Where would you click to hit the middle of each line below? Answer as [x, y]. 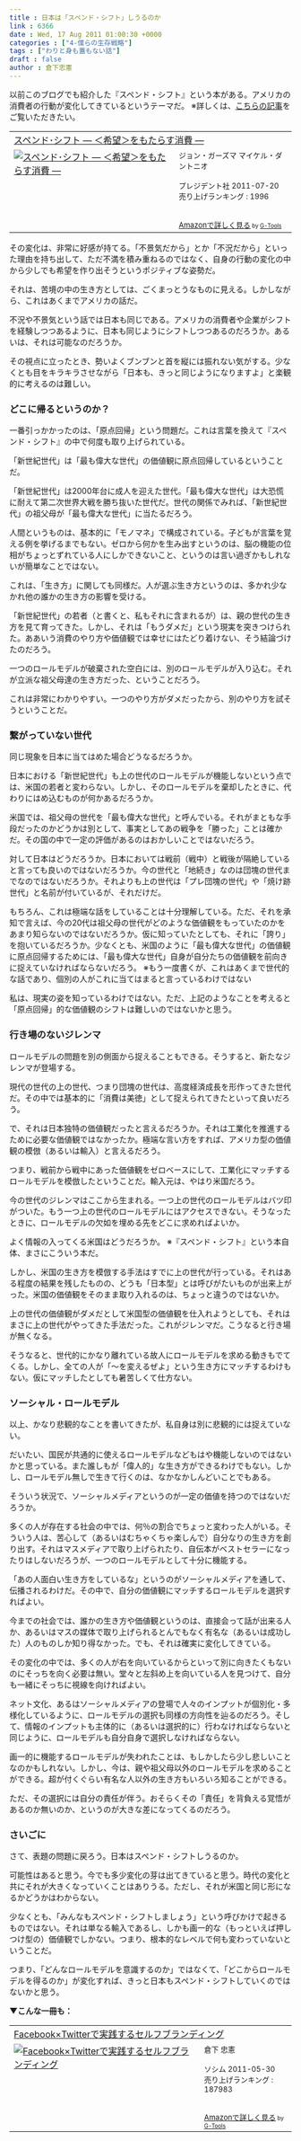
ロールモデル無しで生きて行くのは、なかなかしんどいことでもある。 [150, 1477]
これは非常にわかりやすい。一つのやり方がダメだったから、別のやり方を [142, 699]
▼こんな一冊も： [41, 2011]
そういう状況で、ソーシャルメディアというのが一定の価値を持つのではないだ [150, 1496]
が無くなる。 [33, 1336]
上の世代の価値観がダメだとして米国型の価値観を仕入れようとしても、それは [150, 1314]
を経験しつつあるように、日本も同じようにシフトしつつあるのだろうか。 [142, 331]
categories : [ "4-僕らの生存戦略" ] [71, 43]
